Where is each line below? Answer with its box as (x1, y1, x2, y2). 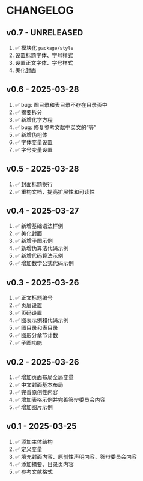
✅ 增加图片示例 (14, 404, 53, 411)
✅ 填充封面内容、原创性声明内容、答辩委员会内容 (14, 453, 137, 460)
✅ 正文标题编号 (14, 294, 53, 302)
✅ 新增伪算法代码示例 (14, 245, 69, 252)
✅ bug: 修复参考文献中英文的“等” (14, 124, 97, 131)
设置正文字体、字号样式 (14, 59, 73, 66)
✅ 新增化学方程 (14, 116, 53, 123)
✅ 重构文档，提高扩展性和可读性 (14, 188, 95, 195)
